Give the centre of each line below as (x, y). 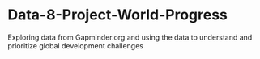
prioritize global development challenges (75, 45)
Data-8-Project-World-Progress (118, 15)
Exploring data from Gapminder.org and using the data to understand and (130, 37)
